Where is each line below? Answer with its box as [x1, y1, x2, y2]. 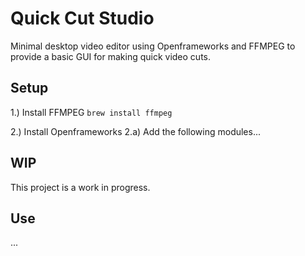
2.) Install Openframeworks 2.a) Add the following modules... [10, 125, 262, 137]
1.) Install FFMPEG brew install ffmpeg [10, 106, 173, 118]
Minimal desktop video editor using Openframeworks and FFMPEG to [10, 40, 296, 52]
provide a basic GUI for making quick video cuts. [10, 50, 212, 62]
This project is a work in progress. [10, 181, 151, 193]
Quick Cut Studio [10, 7, 155, 30]
